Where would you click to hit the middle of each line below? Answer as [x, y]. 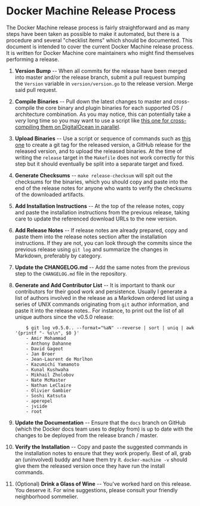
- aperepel [39, 401]
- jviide [37, 406]
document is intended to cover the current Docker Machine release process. [100, 47]
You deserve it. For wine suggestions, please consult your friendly [96, 490]
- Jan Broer [41, 354]
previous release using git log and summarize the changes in [91, 249]
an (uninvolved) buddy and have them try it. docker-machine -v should [101, 459]
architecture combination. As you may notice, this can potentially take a [103, 114]
